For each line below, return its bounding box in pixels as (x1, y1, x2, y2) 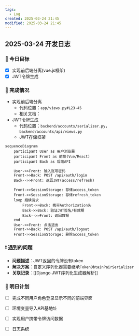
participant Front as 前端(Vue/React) (14, 154, 90, 159)
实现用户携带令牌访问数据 (12, 316, 63, 321)
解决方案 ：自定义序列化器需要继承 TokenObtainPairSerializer (12, 264, 134, 270)
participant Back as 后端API (14, 160, 71, 164)
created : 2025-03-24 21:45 (5, 16, 59, 21)
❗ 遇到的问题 (5, 244, 33, 251)
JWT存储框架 (19, 134, 46, 140)
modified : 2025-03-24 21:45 (5, 20, 62, 26)
